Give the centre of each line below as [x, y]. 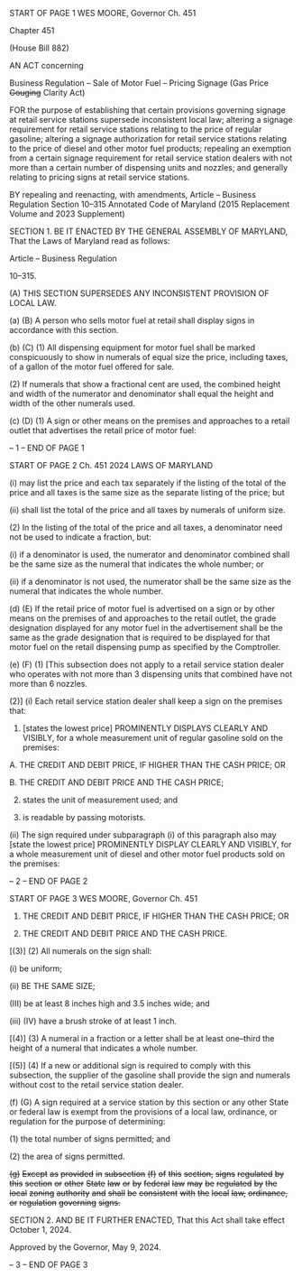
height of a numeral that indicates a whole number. [104, 1048]
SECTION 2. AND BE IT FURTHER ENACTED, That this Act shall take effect [147, 1220]
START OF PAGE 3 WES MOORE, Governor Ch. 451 [104, 898]
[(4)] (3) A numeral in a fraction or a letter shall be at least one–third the [142, 1038]
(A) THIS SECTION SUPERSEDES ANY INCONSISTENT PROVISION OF [139, 293]
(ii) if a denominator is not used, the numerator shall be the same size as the [150, 582]
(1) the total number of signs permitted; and [90, 1139]
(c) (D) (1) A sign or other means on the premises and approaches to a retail [150, 421]
